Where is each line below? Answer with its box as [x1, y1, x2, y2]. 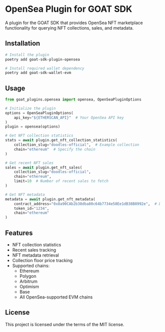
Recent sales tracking [12, 247, 56, 253]
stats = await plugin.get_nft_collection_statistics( [5, 138, 118, 143]
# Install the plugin [5, 52, 50, 57]
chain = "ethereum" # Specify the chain [14, 147, 96, 152]
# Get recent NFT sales [5, 160, 54, 166]
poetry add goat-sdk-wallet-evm [5, 70, 71, 75]
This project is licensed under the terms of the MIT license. [5, 321, 124, 327]
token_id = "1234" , [14, 206, 50, 211]
